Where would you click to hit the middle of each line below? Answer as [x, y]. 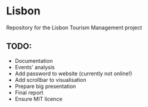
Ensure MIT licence [38, 99]
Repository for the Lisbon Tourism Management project [74, 27]
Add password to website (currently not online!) [73, 74]
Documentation [34, 60]
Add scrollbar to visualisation [50, 80]
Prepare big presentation [45, 86]
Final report [29, 92]
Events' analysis [35, 67]
